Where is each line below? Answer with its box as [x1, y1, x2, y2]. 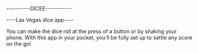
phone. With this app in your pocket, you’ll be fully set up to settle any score [6, 34, 193, 41]
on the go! [6, 41, 32, 47]
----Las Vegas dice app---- [6, 16, 74, 23]
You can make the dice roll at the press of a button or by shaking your [6, 28, 177, 35]
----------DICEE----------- [6, 5, 73, 12]
